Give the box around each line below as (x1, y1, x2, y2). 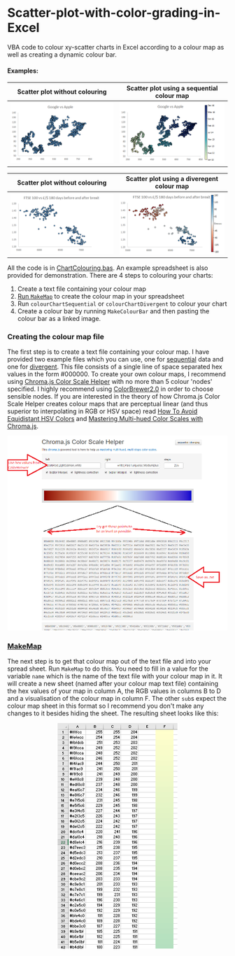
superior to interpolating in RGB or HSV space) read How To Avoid (7, 407, 198, 415)
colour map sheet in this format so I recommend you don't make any (7, 701, 204, 710)
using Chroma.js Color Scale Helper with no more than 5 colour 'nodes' (7, 377, 213, 385)
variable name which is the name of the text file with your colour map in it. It (7, 672, 222, 680)
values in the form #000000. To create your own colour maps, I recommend (7, 369, 226, 378)
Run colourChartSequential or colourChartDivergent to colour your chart (17, 299, 227, 308)
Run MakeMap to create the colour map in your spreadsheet (17, 292, 185, 300)
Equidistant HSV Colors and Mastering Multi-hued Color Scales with (7, 414, 204, 422)
